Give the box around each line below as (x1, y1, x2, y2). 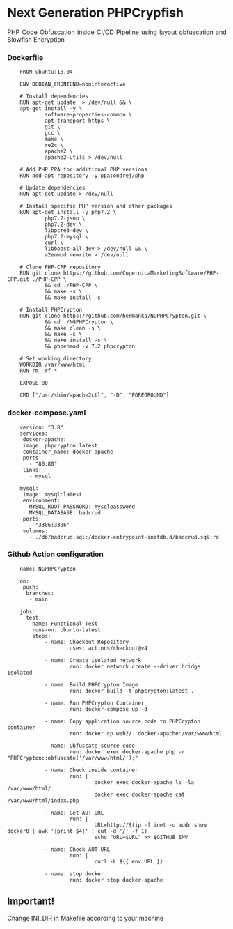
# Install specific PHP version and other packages (19, 203, 172, 210)
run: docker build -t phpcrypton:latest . (69, 687, 195, 694)
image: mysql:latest (22, 491, 82, 498)
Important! (7, 896, 54, 907)
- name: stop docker (44, 870, 104, 877)
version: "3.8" (19, 424, 64, 431)
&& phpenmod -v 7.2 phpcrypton (44, 343, 136, 350)
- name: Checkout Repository (44, 638, 129, 645)
